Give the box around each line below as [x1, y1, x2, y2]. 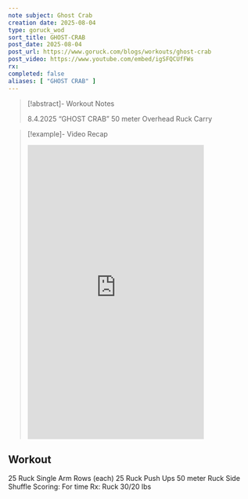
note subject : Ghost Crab [8, 11, 92, 20]
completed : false [8, 70, 65, 78]
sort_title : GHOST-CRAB [8, 33, 86, 42]
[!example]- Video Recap [27, 129, 108, 138]
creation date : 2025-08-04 [8, 19, 96, 27]
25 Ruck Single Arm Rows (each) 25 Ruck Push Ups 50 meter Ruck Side [8, 474, 241, 483]
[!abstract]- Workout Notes [27, 99, 115, 108]
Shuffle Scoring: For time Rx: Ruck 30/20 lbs [8, 482, 152, 491]
